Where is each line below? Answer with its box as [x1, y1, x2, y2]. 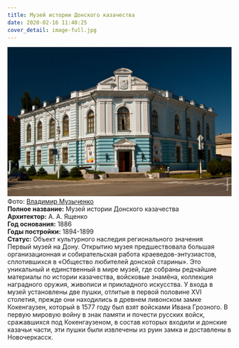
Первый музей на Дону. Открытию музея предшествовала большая [7, 242, 215, 251]
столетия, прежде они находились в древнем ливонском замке [7, 295, 202, 304]
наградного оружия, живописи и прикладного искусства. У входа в [7, 281, 213, 289]
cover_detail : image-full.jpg [7, 26, 97, 33]
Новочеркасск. [7, 333, 53, 342]
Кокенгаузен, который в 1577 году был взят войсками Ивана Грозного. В [7, 303, 228, 312]
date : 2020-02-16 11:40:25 [7, 18, 87, 26]
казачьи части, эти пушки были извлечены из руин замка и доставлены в [7, 325, 231, 334]
